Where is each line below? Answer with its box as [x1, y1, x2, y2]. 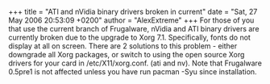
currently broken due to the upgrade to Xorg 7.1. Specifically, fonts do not [8, 32, 251, 42]
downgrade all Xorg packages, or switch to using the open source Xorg [8, 50, 245, 59]
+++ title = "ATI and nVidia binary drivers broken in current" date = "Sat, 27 [8, 7, 258, 16]
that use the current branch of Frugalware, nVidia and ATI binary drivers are [8, 24, 260, 33]
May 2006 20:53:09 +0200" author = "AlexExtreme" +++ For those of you [8, 15, 255, 25]
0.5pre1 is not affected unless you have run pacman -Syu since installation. [8, 67, 257, 76]
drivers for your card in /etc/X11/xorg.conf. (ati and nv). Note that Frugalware [8, 58, 262, 68]
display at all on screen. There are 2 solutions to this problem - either [8, 41, 238, 51]
